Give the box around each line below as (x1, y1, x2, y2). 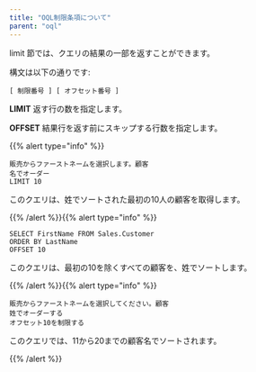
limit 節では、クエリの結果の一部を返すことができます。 (9, 47, 216, 59)
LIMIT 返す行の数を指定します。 (9, 103, 128, 113)
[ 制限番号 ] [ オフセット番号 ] (9, 86, 119, 95)
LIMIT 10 (9, 177, 42, 186)
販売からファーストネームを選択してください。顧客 (9, 299, 169, 308)
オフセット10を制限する (9, 318, 85, 327)
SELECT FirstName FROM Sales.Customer (9, 229, 154, 239)
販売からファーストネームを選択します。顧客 (9, 159, 149, 168)
